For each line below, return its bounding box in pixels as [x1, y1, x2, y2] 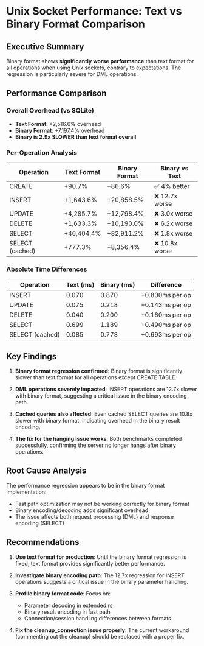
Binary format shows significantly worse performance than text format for [6, 58, 194, 65]
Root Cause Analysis [6, 466, 87, 476]
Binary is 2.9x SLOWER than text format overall [15, 133, 137, 141]
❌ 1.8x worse [154, 229, 193, 237]
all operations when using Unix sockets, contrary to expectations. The [6, 64, 182, 71]
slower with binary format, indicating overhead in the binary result [15, 417, 180, 424]
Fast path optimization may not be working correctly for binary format [15, 500, 190, 507]
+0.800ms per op [140, 291, 191, 300]
